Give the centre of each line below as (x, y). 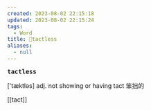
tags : (15, 26)
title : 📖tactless (32, 39)
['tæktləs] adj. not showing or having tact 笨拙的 (76, 85)
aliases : (20, 46)
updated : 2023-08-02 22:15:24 (51, 20)
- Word (23, 33)
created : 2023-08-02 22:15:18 (51, 13)
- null (23, 53)
